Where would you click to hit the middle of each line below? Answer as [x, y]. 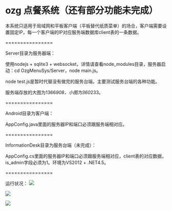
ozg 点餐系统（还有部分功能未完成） [82, 11]
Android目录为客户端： [29, 113]
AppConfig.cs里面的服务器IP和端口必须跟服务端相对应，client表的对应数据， [86, 156]
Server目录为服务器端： [30, 53]
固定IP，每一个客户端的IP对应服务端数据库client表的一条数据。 [76, 32]
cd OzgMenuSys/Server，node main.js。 [57, 71]
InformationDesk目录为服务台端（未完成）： [51, 145]
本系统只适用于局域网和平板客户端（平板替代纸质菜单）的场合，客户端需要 [84, 26]
